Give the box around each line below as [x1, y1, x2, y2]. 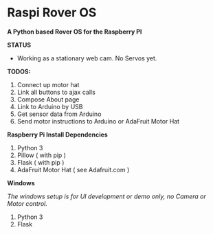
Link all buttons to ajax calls [16, 88, 96, 96]
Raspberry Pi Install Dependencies [7, 130, 108, 139]
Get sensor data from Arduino [16, 110, 102, 118]
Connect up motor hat [16, 80, 80, 89]
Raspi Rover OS [7, 5, 97, 21]
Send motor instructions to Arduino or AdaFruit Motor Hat [16, 117, 180, 125]
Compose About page [16, 95, 80, 104]
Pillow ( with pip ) [16, 151, 67, 159]
